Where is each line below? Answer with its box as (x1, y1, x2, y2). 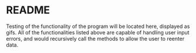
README (6, 3, 50, 17)
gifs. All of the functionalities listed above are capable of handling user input (6, 29, 190, 36)
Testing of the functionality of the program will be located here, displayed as (6, 23, 190, 30)
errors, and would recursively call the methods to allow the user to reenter (6, 35, 185, 42)
